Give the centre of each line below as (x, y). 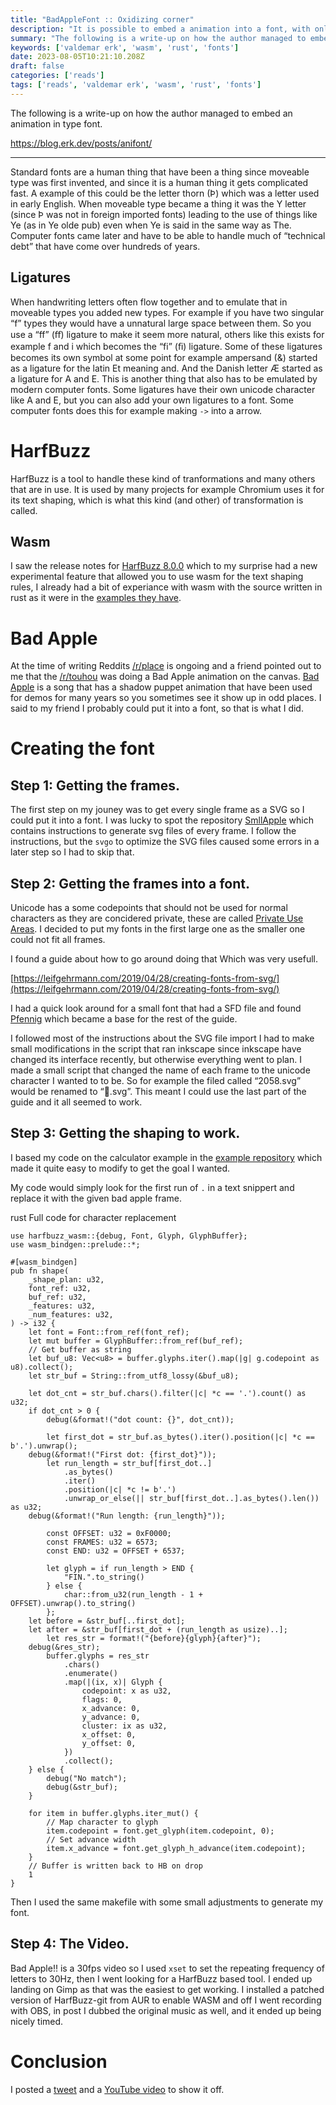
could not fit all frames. (58, 940)
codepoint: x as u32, (126, 1691)
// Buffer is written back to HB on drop (115, 1866)
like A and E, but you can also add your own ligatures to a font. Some (152, 400)
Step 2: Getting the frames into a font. (130, 883)
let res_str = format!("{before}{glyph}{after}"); (154, 1638)
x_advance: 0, (111, 1708)
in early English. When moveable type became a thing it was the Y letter (158, 203)
